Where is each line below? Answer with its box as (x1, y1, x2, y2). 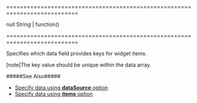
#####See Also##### (6, 73, 61, 79)
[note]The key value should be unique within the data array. (6, 61, 151, 68)
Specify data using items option (14, 91, 93, 97)
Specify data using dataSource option (14, 84, 108, 91)
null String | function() (6, 21, 60, 28)
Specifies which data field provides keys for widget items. (6, 50, 147, 57)
